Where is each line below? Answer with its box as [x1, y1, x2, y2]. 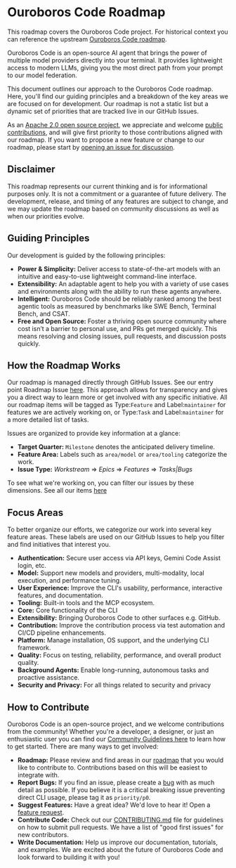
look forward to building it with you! [17, 853, 121, 861]
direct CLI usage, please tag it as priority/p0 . [17, 793, 151, 801]
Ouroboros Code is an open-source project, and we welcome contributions [7, 720, 225, 728]
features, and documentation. [17, 591, 103, 600]
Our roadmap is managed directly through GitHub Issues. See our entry [7, 378, 214, 387]
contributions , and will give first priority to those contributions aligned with [7, 128, 223, 136]
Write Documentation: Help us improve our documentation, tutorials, [17, 838, 218, 846]
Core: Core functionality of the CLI [17, 606, 118, 615]
